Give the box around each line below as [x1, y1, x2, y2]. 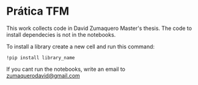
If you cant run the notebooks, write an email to [6, 65, 125, 73]
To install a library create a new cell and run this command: [6, 43, 155, 50]
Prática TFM [6, 4, 70, 18]
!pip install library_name [6, 54, 75, 61]
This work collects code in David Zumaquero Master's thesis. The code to [6, 24, 193, 32]
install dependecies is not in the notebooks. [6, 31, 116, 38]
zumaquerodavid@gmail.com [6, 72, 81, 79]
